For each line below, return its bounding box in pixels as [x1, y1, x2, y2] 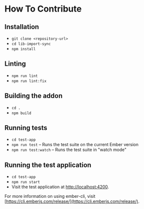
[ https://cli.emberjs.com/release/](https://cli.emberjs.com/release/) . [4, 198, 140, 204]
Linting [4, 60, 26, 68]
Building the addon [4, 92, 63, 100]
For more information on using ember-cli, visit [4, 194, 96, 199]
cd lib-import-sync [11, 42, 51, 46]
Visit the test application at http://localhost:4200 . [11, 184, 109, 190]
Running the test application [4, 161, 91, 169]
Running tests [4, 124, 48, 132]
